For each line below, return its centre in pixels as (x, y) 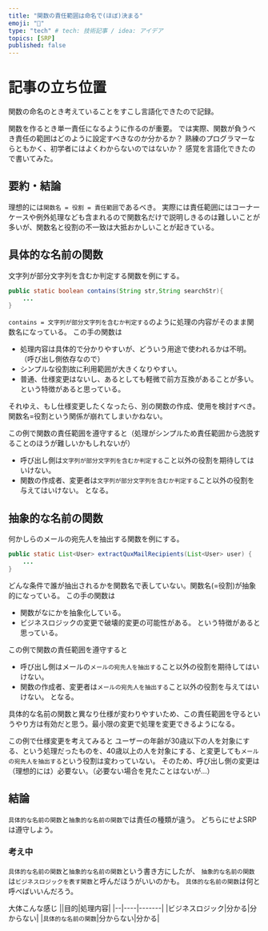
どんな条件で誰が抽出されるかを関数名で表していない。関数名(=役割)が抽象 (132, 585)
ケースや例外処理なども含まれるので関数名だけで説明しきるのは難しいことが (134, 217)
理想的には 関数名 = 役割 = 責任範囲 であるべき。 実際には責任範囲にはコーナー (134, 207)
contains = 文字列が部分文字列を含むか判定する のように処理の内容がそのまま (128, 322)
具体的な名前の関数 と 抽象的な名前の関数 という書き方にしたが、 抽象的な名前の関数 (132, 871)
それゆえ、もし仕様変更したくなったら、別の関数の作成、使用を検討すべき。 (134, 407)
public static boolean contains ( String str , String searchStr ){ (116, 291)
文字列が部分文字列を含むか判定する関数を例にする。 (96, 275)
